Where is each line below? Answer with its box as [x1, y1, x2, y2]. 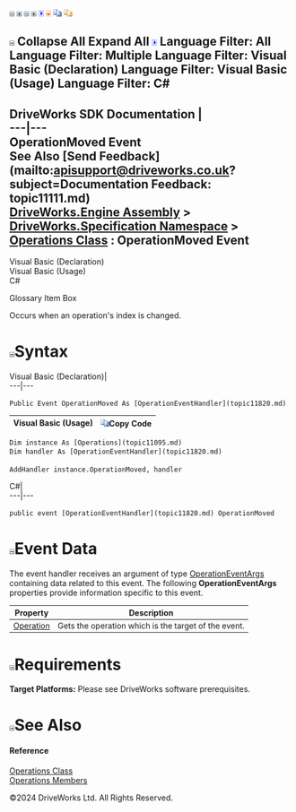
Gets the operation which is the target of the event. [57, 620, 245, 631]
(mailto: [9, 162, 54, 177]
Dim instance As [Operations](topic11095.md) [9, 438, 182, 447]
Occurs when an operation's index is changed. [9, 310, 182, 321]
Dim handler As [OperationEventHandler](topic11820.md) [9, 447, 222, 456]
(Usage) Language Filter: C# [9, 76, 170, 91]
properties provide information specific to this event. [9, 587, 204, 599]
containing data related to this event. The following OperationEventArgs [9, 578, 277, 589]
